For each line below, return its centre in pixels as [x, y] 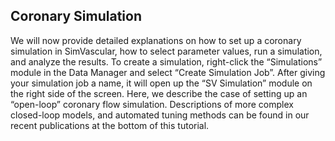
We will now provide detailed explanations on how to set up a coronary [156, 40]
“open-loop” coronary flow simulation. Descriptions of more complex [152, 104]
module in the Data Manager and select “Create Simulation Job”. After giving [168, 72]
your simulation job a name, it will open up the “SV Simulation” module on [161, 83]
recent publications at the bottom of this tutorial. [110, 125]
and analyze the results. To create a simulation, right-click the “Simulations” [166, 61]
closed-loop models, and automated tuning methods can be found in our [160, 115]
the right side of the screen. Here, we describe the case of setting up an [159, 93]
